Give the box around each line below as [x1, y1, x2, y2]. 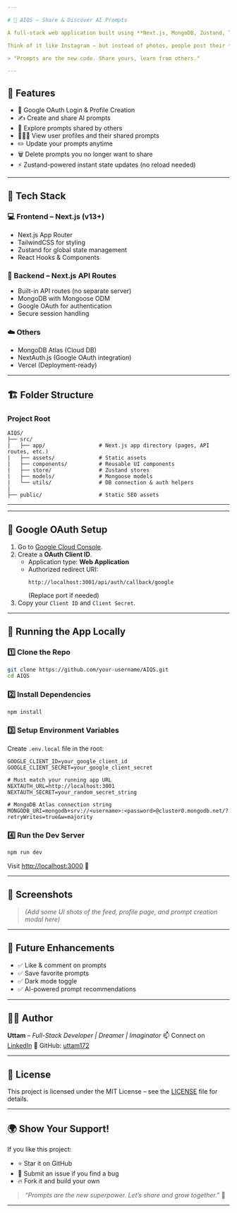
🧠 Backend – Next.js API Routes [7, 270, 117, 280]
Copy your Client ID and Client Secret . [17, 598, 136, 607]
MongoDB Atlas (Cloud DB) [17, 346, 97, 354]
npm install [7, 708, 42, 715]
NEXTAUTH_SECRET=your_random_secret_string [7, 789, 138, 796]
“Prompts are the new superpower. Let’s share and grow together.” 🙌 [24, 1190, 226, 1199]
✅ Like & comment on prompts [17, 961, 107, 969]
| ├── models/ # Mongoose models [7, 473, 153, 480]
